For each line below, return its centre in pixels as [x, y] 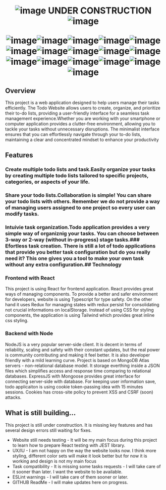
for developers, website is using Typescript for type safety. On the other [79, 299]
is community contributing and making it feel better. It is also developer [78, 355]
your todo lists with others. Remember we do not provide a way [83, 202]
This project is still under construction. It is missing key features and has [79, 425]
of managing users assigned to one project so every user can [80, 208]
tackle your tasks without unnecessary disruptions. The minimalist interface [82, 129]
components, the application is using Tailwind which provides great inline [80, 315]
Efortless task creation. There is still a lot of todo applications [81, 246]
